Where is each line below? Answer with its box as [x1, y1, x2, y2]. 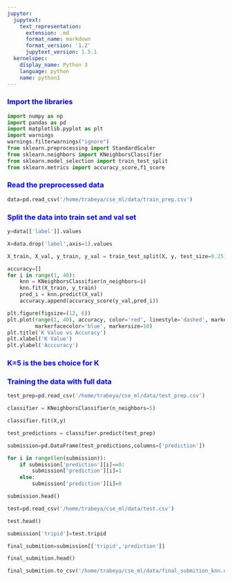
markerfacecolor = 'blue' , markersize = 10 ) [35, 322, 153, 330]
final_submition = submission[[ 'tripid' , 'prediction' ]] [7, 542, 166, 549]
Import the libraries [7, 97, 73, 107]
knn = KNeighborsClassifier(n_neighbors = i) [19, 278, 147, 285]
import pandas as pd [7, 119, 67, 126]
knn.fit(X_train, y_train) [19, 284, 97, 292]
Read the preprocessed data [7, 180, 104, 190]
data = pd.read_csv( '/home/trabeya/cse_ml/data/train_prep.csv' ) [7, 196, 193, 203]
